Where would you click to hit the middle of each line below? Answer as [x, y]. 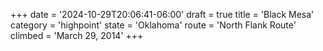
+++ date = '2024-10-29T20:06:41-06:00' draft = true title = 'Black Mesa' [162, 14]
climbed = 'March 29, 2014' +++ [77, 35]
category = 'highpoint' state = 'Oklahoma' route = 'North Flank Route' [153, 25]
